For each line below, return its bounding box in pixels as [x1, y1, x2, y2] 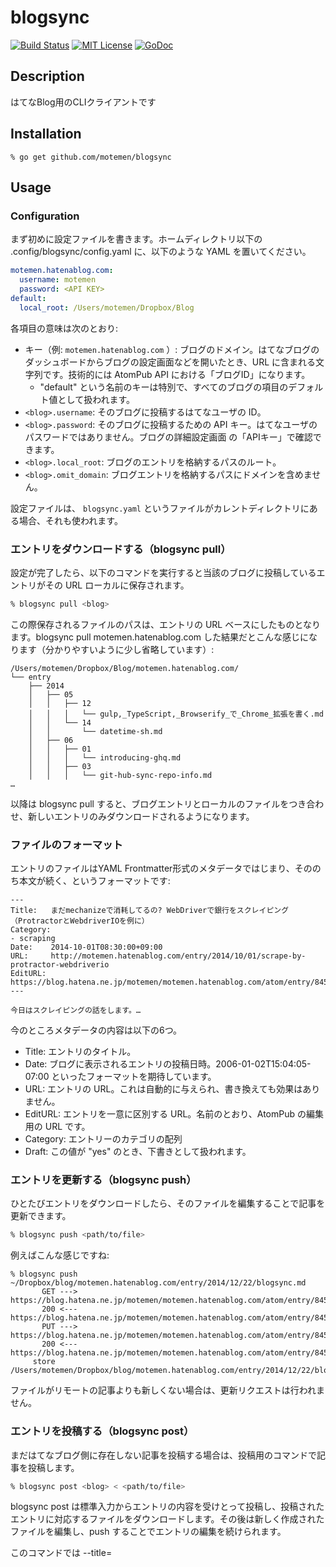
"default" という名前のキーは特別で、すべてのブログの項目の [39, 381, 289, 393]
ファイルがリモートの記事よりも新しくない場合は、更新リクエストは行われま [10, 1384, 326, 1396]
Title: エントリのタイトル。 [24, 1046, 137, 1058]
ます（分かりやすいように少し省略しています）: [18, 643, 215, 655]
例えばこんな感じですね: [10, 1249, 110, 1261]
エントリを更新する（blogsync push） [10, 1173, 197, 1187]
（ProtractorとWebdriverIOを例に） [10, 916, 150, 926]
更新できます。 [10, 1210, 72, 1222]
